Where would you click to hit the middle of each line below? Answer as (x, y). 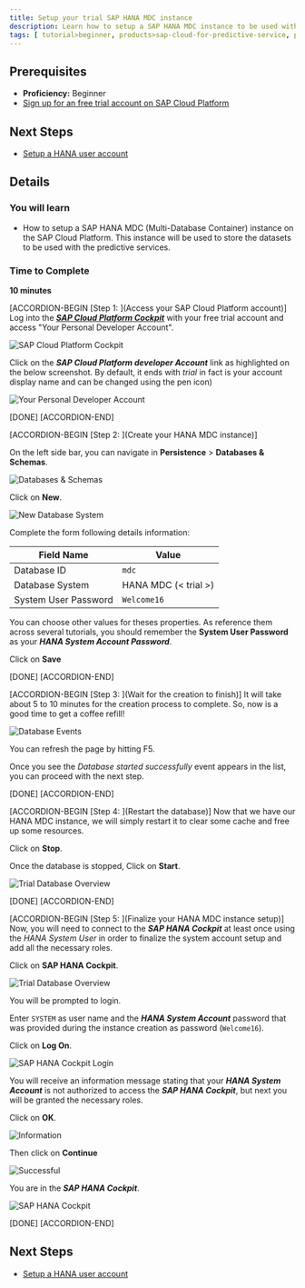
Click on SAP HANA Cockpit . (64, 965)
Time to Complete (49, 271)
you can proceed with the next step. (77, 776)
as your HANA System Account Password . (91, 641)
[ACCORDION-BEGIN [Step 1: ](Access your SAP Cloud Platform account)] (148, 308)
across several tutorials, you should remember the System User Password (149, 632)
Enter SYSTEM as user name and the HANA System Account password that (148, 1018)
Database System (51, 584)
